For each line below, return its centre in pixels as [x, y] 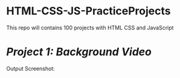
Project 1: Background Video [79, 52]
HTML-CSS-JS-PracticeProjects [88, 11]
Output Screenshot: [31, 68]
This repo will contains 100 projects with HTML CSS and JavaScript [90, 28]
